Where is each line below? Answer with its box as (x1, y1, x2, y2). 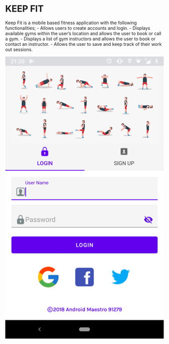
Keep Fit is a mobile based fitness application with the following (5, 20, 137, 26)
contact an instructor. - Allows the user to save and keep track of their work (5, 41, 162, 47)
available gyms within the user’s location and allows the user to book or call (5, 30, 162, 36)
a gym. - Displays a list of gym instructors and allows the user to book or (5, 36, 156, 42)
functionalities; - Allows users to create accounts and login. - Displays (5, 25, 150, 31)
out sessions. (5, 46, 33, 52)
